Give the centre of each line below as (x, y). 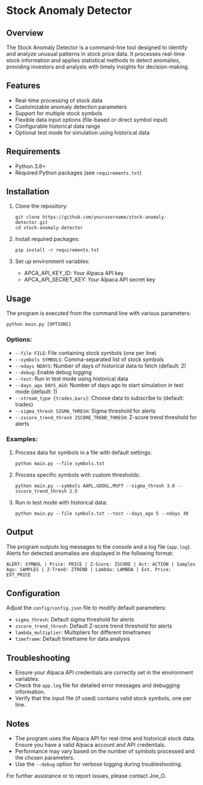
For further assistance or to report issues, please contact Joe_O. (86, 776)
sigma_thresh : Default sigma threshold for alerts (74, 620)
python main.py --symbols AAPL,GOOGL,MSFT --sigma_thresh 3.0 (95, 486)
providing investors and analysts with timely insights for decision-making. (98, 67)
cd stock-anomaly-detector (49, 228)
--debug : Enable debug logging (53, 372)
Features (23, 86)
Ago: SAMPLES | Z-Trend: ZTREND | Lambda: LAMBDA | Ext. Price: (89, 569)
